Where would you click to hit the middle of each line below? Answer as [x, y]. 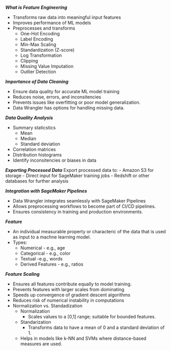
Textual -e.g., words [41, 259]
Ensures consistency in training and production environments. [78, 212]
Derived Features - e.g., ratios [52, 264]
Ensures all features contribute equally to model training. [72, 284]
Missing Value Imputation [47, 66]
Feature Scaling [22, 274]
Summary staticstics [34, 128]
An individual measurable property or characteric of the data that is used [89, 232]
